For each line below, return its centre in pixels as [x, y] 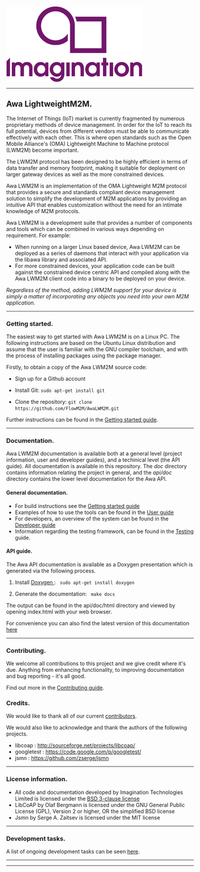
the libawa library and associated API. [61, 259]
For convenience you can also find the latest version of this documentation [98, 623]
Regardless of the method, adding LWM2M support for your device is [91, 290]
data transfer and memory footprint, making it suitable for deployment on [96, 168]
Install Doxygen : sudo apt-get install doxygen [75, 582]
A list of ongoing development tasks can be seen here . [73, 851]
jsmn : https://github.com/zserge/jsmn [62, 758]
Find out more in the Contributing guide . [55, 688]
